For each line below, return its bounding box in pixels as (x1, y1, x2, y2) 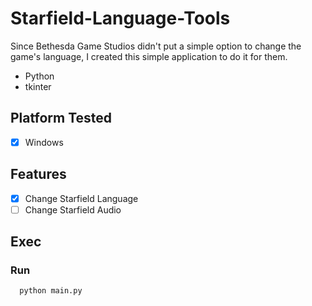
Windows (24, 136, 64, 148)
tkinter (24, 80, 52, 92)
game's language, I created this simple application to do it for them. (10, 50, 288, 62)
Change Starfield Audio (24, 203, 122, 216)
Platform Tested (10, 110, 113, 127)
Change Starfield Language (24, 192, 139, 204)
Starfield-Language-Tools (10, 7, 231, 30)
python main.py (19, 286, 83, 296)
